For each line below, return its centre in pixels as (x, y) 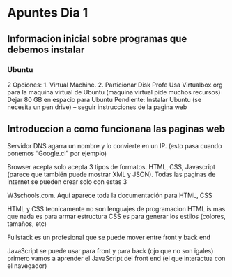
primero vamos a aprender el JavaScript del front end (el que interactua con (116, 258)
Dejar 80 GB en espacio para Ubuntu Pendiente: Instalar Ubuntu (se (105, 99)
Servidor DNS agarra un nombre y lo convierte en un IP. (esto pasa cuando (115, 145)
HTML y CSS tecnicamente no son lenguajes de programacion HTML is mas (116, 208)
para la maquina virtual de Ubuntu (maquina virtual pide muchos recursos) (114, 92)
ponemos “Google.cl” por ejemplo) (57, 153)
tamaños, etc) (27, 223)
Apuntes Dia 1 (48, 13)
